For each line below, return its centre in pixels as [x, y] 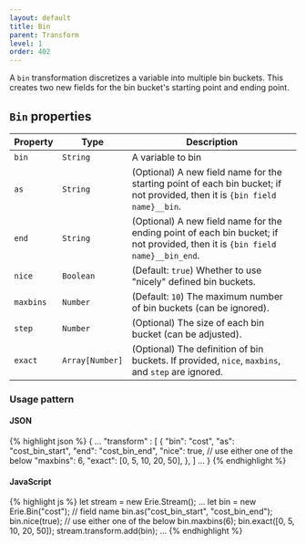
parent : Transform [44, 35]
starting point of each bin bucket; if [207, 183]
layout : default [40, 18]
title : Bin [30, 26]
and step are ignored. [177, 372]
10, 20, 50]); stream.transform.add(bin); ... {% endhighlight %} [126, 531]
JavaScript [31, 481]
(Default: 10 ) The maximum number [207, 296]
